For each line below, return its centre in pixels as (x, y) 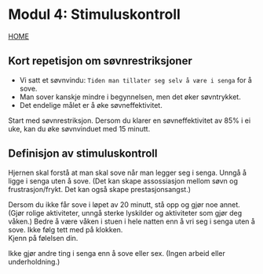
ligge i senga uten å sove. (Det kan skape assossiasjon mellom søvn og (123, 181)
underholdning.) (34, 261)
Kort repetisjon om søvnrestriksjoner (100, 61)
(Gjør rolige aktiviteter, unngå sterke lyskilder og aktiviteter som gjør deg (125, 213)
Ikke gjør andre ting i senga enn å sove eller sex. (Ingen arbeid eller (117, 253)
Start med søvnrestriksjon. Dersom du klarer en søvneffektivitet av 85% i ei (130, 120)
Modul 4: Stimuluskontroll (94, 15)
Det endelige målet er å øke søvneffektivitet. (91, 105)
